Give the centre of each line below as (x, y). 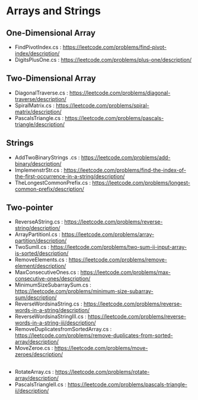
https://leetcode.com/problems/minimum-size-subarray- (84, 291)
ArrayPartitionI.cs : (37, 234)
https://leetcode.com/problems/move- (101, 348)
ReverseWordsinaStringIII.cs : (51, 317)
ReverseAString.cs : (39, 222)
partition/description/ (41, 241)
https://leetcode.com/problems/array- (108, 234)
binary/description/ (38, 163)
